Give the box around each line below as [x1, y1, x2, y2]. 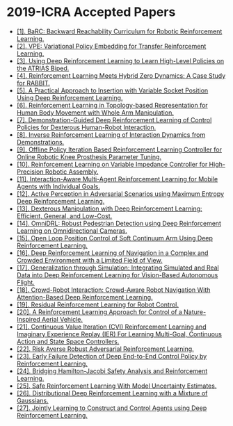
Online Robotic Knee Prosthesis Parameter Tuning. [16, 152, 161, 161]
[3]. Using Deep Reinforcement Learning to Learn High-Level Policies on [16, 56, 224, 65]
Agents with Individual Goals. [16, 182, 100, 190]
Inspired [16, 315, 40, 323]
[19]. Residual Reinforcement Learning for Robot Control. [16, 300, 179, 309]
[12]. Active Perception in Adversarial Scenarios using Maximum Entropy [16, 189, 224, 198]
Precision [16, 167, 44, 176]
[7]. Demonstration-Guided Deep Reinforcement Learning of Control [16, 115, 212, 124]
